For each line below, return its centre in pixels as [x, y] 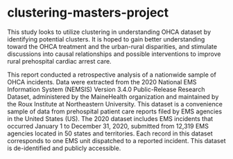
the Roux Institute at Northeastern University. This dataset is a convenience [115, 104]
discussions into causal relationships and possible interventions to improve [114, 54]
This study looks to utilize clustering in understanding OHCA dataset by [109, 32]
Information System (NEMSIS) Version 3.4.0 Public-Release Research [106, 89]
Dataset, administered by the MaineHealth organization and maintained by [113, 96]
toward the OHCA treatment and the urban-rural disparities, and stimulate [112, 46]
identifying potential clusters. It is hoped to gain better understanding [106, 39]
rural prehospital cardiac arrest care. [60, 61]
